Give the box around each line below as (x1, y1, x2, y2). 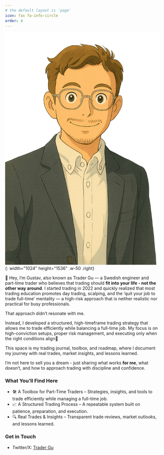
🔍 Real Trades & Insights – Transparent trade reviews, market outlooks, (12, 414, 157, 420)
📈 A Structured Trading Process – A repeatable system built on (12, 401, 140, 407)
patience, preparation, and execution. (12, 408, 88, 414)
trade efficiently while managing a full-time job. (12, 396, 108, 402)
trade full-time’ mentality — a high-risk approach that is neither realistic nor (5, 296, 158, 302)
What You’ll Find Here (5, 377, 58, 384)
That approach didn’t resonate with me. (5, 311, 85, 317)
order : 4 (5, 18, 23, 23)
